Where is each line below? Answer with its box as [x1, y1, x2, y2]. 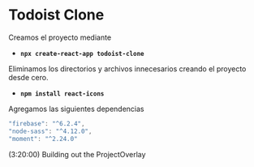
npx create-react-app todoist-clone [19, 49, 144, 58]
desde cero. [8, 72, 49, 82]
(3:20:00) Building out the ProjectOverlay [8, 149, 146, 159]
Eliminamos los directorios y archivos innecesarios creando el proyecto [8, 63, 247, 74]
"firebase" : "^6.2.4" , [8, 119, 85, 127]
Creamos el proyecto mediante [8, 32, 112, 42]
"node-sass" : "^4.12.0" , [8, 127, 93, 135]
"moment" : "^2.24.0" [8, 135, 79, 143]
